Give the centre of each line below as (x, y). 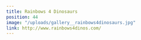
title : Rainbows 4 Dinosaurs (42, 11)
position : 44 (22, 17)
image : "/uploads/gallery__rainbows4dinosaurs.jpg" (71, 22)
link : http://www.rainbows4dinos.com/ (54, 28)
